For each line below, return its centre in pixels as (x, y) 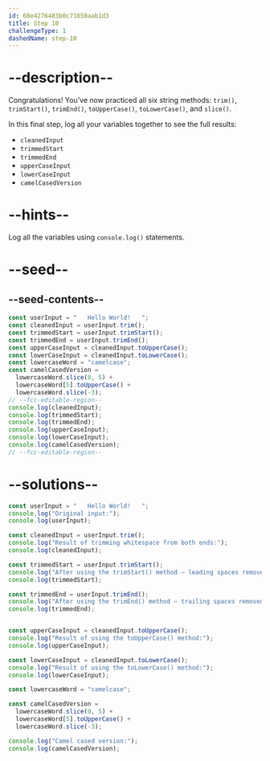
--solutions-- (53, 484)
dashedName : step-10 (43, 38)
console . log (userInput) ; (50, 521)
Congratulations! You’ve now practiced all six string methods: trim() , (123, 100)
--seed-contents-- (56, 299)
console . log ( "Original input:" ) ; (64, 513)
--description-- (61, 78)
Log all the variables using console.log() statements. (96, 237)
